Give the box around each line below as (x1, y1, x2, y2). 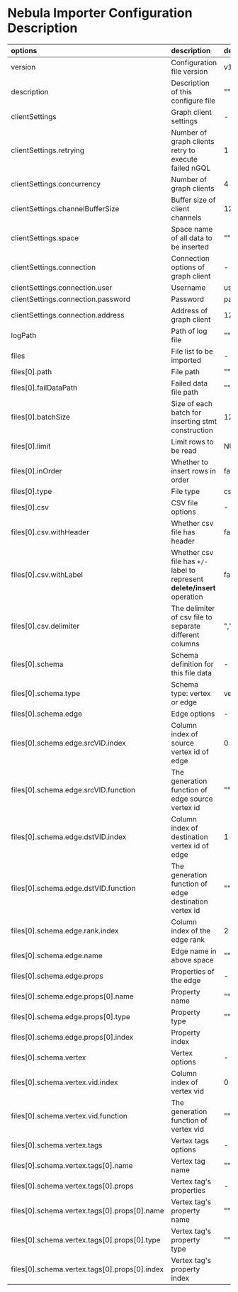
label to (171, 565, 196, 575)
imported (171, 355, 202, 365)
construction (171, 425, 214, 435)
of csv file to (171, 612, 212, 622)
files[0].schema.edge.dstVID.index (11, 831, 127, 841)
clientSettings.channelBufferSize (11, 203, 120, 213)
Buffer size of (171, 195, 216, 205)
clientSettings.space (11, 232, 79, 242)
